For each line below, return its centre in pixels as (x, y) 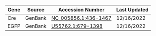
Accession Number (81, 10)
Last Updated (133, 10)
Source (36, 10)
